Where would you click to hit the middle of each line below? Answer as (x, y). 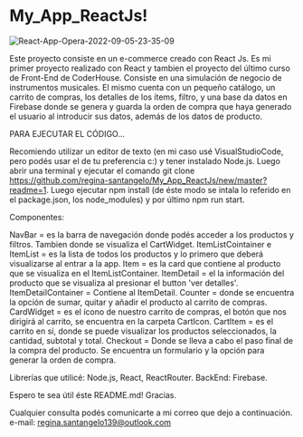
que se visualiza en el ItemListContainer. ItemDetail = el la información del (147, 273)
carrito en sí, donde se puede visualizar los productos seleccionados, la (143, 331)
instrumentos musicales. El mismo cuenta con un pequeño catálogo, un (142, 87)
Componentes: (37, 217)
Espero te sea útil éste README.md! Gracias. (93, 394)
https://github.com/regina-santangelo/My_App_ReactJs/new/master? (138, 180)
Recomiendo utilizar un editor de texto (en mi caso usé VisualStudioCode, (147, 151)
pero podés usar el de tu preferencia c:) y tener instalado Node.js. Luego (145, 160)
